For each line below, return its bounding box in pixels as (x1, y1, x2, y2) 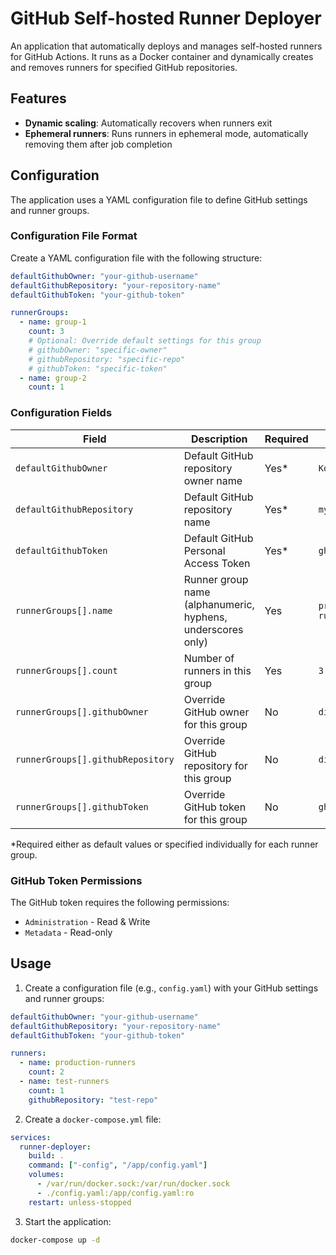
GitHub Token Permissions (10, 873, 143, 887)
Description (191, 432, 248, 446)
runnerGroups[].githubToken (15, 801, 149, 812)
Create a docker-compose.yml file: (24, 1113, 162, 1125)
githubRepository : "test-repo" (28, 1095, 159, 1105)
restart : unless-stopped (28, 1197, 132, 1207)
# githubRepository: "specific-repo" (28, 354, 186, 364)
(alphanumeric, (183, 597, 255, 611)
